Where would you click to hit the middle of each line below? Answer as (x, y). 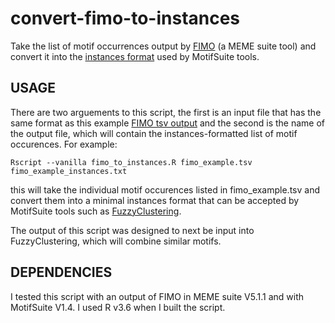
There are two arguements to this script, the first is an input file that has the (166, 112)
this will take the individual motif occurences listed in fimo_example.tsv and (165, 189)
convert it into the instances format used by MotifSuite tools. (135, 56)
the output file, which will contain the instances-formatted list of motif (154, 133)
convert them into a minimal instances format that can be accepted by (155, 200)
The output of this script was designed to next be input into (132, 230)
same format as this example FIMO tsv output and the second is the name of (168, 123)
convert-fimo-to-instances (125, 18)
